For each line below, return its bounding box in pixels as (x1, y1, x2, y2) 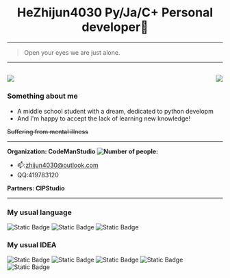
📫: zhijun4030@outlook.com (16, 161, 99, 169)
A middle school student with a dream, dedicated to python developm (16, 107, 214, 115)
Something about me (7, 91, 79, 101)
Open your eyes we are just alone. (23, 48, 120, 56)
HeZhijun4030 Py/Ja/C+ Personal (16, 5, 214, 21)
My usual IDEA (7, 240, 57, 249)
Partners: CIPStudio (7, 184, 65, 192)
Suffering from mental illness (7, 127, 89, 136)
